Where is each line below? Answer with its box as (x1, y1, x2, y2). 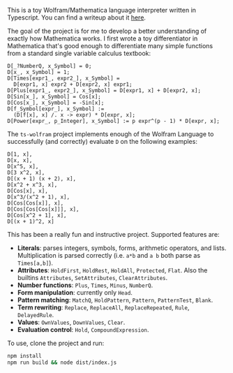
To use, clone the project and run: (7, 339, 105, 347)
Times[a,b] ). (17, 258, 54, 267)
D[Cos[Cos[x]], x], (7, 200, 64, 207)
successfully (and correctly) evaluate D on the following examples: (7, 138, 197, 145)
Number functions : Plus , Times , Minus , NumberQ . (17, 281, 153, 289)
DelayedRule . (17, 311, 54, 319)
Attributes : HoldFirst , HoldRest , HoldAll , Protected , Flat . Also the (17, 266, 208, 275)
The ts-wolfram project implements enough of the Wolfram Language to (7, 130, 214, 138)
